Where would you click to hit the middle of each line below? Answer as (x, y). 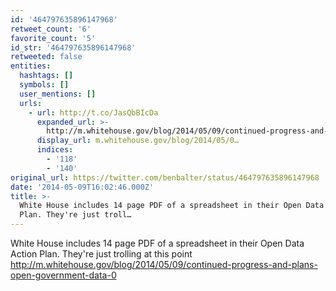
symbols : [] (44, 85)
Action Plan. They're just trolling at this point (101, 254)
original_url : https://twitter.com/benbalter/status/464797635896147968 (165, 177)
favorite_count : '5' (53, 38)
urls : (31, 103)
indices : (55, 150)
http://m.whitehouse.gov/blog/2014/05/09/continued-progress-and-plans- (164, 264)
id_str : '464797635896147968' (73, 47)
